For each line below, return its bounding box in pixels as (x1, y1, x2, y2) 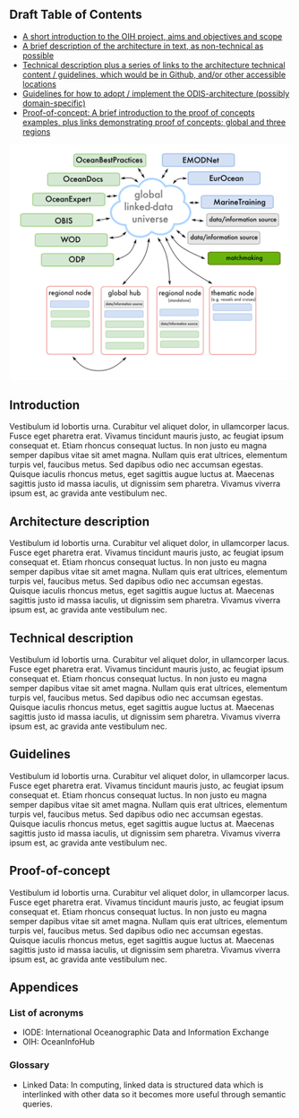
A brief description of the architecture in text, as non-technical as (21, 40, 264, 51)
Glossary (9, 1059, 50, 1071)
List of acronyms (9, 1007, 84, 1018)
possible (21, 49, 55, 61)
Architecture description (9, 514, 150, 529)
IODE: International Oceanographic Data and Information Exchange (21, 1027, 269, 1038)
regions (21, 126, 51, 137)
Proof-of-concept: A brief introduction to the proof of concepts (21, 107, 255, 117)
